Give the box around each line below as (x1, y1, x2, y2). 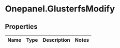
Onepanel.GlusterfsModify (5, 3, 115, 14)
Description (43, 37, 70, 43)
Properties (5, 23, 38, 31)
